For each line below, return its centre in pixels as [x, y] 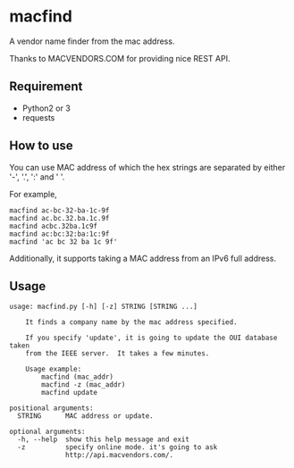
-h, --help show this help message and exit [104, 439]
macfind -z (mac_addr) [84, 385]
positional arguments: [51, 408]
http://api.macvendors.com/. [120, 455]
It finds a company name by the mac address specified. [132, 322]
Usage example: [54, 369]
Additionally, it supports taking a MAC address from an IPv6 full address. [143, 258]
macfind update [70, 393]
